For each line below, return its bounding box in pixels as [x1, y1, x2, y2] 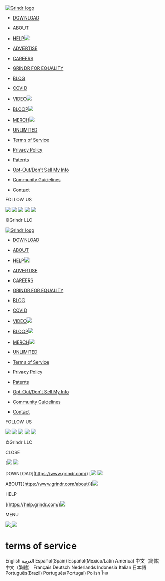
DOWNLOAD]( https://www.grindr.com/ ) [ [5, 471, 91, 476]
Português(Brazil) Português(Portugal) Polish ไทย [5, 570, 108, 576]
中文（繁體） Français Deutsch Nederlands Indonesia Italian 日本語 [5, 564, 147, 570]
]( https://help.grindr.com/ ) [5, 501, 60, 508]
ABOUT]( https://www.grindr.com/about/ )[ [5, 481, 93, 487]
